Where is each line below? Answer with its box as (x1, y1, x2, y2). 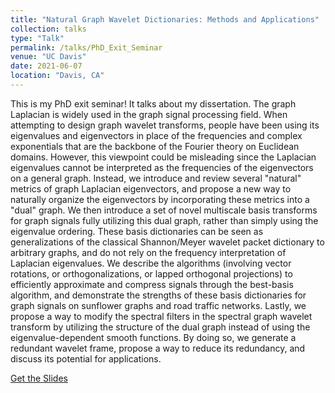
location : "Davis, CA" (10, 71, 105, 81)
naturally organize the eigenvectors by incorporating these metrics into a (10, 193, 310, 205)
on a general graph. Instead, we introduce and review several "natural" (10, 172, 302, 184)
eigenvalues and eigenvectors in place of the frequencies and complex (10, 129, 303, 141)
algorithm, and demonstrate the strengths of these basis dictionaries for (10, 289, 307, 301)
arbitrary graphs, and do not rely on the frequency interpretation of (10, 246, 287, 258)
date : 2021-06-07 (10, 61, 83, 71)
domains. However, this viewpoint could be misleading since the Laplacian (10, 151, 317, 163)
